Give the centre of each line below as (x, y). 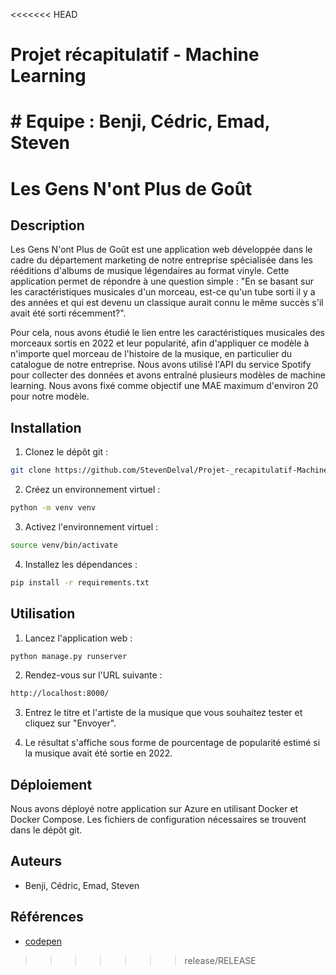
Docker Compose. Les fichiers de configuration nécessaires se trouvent (158, 820)
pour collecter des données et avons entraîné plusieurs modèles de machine (168, 375)
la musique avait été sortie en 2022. (98, 753)
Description (47, 225)
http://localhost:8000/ (60, 694)
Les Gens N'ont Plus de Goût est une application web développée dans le (161, 250)
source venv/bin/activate (64, 545)
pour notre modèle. (50, 396)
